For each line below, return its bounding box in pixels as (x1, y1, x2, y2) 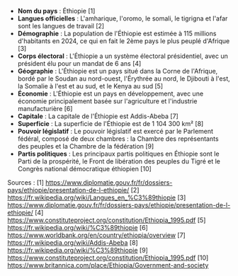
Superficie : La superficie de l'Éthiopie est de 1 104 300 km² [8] (17, 120, 204, 127)
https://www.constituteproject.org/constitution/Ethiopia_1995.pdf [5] (7, 216, 206, 224)
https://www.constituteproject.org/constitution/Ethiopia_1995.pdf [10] (7, 253, 209, 262)
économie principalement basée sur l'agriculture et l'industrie (17, 97, 198, 105)
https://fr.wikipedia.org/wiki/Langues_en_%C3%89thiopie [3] (7, 193, 186, 202)
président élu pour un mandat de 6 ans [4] (17, 59, 142, 67)
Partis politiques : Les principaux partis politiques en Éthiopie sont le (17, 149, 220, 158)
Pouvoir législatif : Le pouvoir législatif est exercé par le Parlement (17, 127, 214, 135)
